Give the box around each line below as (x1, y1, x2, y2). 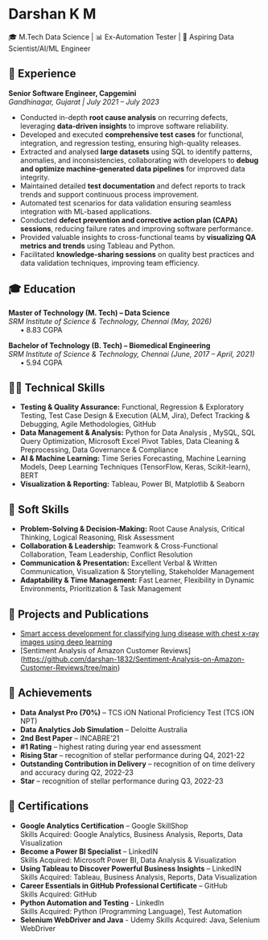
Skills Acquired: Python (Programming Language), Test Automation (19, 906, 242, 916)
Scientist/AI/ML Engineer (8, 43, 91, 53)
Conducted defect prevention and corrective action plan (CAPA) (19, 215, 238, 225)
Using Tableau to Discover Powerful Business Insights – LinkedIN (19, 863, 241, 873)
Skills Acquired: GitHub (19, 889, 97, 899)
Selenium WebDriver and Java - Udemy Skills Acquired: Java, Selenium (19, 915, 260, 925)
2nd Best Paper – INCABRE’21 (19, 733, 120, 743)
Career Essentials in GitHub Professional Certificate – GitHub (19, 880, 228, 890)
